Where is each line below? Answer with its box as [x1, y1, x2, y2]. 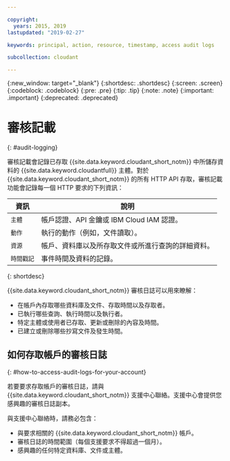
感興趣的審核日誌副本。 [7, 399, 74, 408]
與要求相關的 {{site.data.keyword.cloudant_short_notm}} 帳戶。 [17, 429, 198, 437]
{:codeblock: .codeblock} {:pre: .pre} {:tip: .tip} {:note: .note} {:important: [7, 86, 214, 95]
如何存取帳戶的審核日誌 [7, 349, 107, 361]
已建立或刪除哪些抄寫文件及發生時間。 [17, 327, 126, 335]
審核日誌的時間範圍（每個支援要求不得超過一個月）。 [17, 437, 166, 446]
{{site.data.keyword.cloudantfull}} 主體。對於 [20, 167, 149, 175]
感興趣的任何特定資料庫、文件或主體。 [17, 446, 126, 454]
